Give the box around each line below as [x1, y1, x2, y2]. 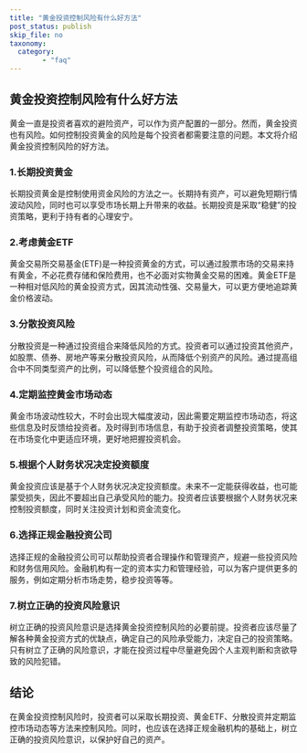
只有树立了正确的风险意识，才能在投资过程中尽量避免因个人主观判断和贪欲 [9, 644, 290, 655]
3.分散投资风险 [9, 318, 75, 330]
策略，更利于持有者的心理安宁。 [16, 211, 138, 222]
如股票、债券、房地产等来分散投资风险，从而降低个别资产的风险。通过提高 [9, 351, 290, 362]
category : [17, 47, 55, 57]
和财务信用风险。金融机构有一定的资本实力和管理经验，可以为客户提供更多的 [9, 562, 298, 573]
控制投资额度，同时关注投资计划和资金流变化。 [9, 504, 185, 515]
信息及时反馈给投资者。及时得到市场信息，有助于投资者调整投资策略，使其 [16, 422, 298, 433]
